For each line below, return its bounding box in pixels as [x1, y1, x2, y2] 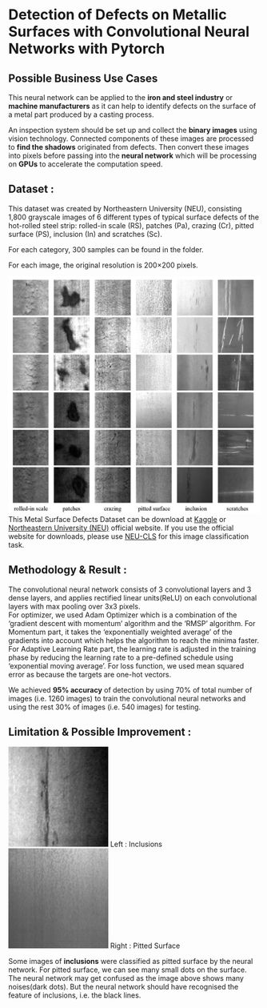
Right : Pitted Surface [110, 941, 181, 950]
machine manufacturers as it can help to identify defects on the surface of [8, 102, 257, 110]
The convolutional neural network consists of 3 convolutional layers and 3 [8, 584, 252, 594]
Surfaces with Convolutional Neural [8, 22, 250, 41]
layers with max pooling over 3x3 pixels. [8, 601, 141, 611]
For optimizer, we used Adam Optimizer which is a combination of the [8, 610, 237, 620]
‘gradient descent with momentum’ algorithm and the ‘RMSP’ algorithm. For [8, 618, 256, 628]
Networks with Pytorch [8, 40, 165, 58]
